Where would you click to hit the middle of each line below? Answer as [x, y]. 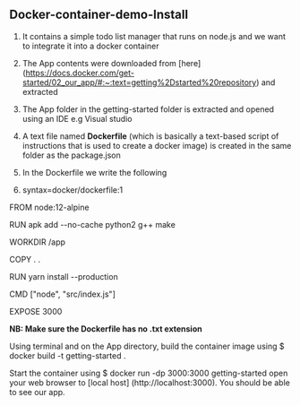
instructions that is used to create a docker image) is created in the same [157, 145]
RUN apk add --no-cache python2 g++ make [93, 224]
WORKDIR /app [37, 242]
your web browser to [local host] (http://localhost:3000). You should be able [150, 382]
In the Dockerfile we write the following [94, 172]
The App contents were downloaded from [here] [111, 63]
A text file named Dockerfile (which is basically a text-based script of [150, 136]
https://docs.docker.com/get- [80, 73]
